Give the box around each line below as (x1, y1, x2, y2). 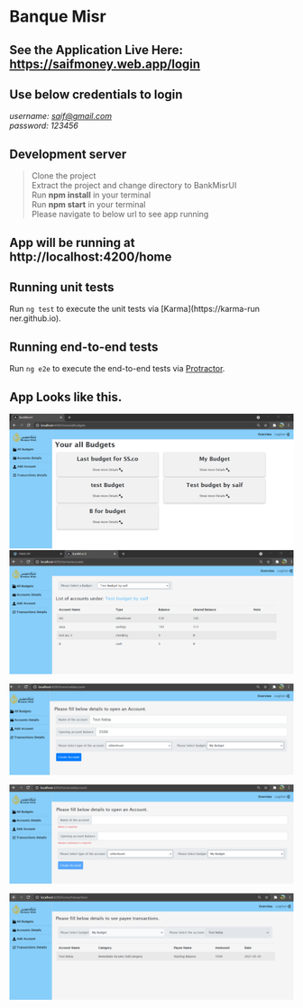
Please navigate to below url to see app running (31, 209, 209, 220)
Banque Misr (9, 6, 106, 27)
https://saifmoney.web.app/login (9, 56, 201, 71)
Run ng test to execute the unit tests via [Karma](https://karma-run (9, 304, 260, 315)
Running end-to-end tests (9, 339, 159, 354)
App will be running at (9, 234, 135, 250)
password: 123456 (9, 120, 79, 132)
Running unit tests (9, 279, 115, 295)
